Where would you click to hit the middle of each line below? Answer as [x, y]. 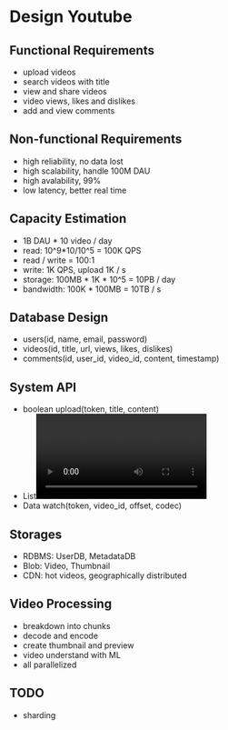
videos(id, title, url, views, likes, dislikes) [98, 349]
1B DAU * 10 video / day [67, 240]
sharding [39, 715]
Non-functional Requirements [96, 140]
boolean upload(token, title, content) [91, 409]
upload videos [49, 72]
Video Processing [60, 604]
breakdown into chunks [66, 625]
